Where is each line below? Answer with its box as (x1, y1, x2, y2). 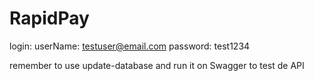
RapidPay (9, 7, 90, 30)
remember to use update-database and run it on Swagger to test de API (9, 59, 305, 71)
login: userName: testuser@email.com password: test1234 (9, 40, 251, 52)
